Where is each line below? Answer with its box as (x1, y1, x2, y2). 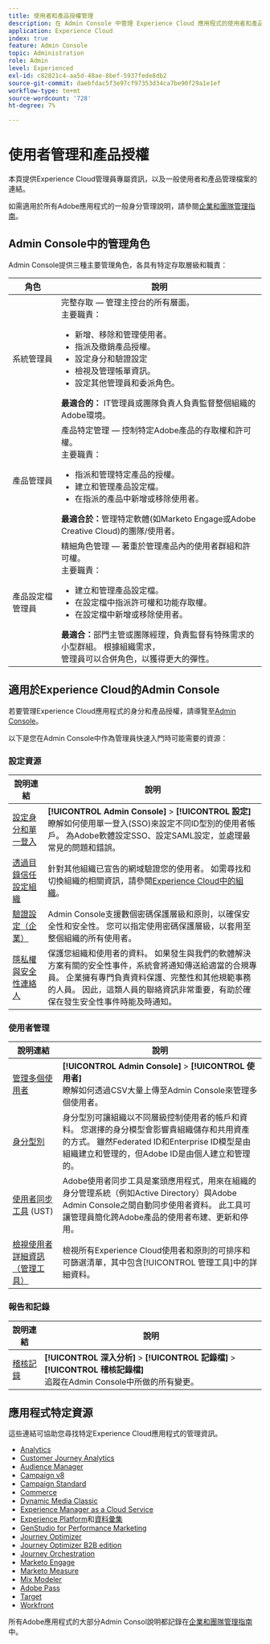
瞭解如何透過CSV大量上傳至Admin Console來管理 (62, 1085, 250, 1096)
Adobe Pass (19, 1584, 60, 1593)
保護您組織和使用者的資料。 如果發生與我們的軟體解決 (47, 947, 252, 959)
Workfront (19, 1601, 54, 1610)
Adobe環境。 (61, 409, 111, 420)
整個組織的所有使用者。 (47, 932, 137, 943)
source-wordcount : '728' (8, 94, 92, 102)
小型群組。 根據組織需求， (61, 641, 161, 652)
